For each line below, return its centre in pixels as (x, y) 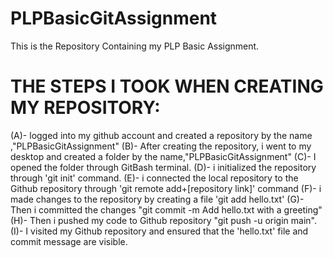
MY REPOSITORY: (85, 108)
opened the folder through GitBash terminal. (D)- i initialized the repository (163, 167)
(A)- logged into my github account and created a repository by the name (161, 135)
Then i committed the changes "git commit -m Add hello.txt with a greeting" (166, 209)
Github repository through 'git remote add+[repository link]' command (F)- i (166, 188)
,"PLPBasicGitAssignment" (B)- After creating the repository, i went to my (161, 146)
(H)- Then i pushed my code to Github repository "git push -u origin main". (163, 220)
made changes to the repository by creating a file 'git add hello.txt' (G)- (157, 199)
